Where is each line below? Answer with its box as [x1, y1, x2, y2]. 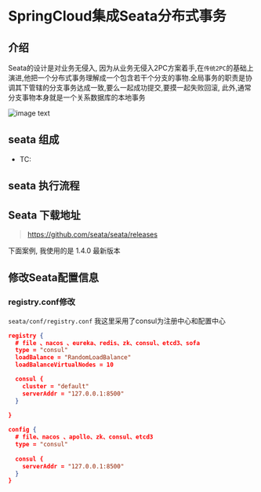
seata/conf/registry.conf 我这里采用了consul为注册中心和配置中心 [8, 316, 226, 325]
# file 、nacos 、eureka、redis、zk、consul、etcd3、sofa [15, 339, 201, 347]
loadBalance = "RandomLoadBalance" [15, 354, 132, 362]
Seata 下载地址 [8, 208, 81, 222]
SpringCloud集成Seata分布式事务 [8, 7, 227, 25]
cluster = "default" [22, 382, 89, 390]
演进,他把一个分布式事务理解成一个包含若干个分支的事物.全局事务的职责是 [8, 73, 246, 83]
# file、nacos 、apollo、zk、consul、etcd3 [15, 433, 154, 441]
